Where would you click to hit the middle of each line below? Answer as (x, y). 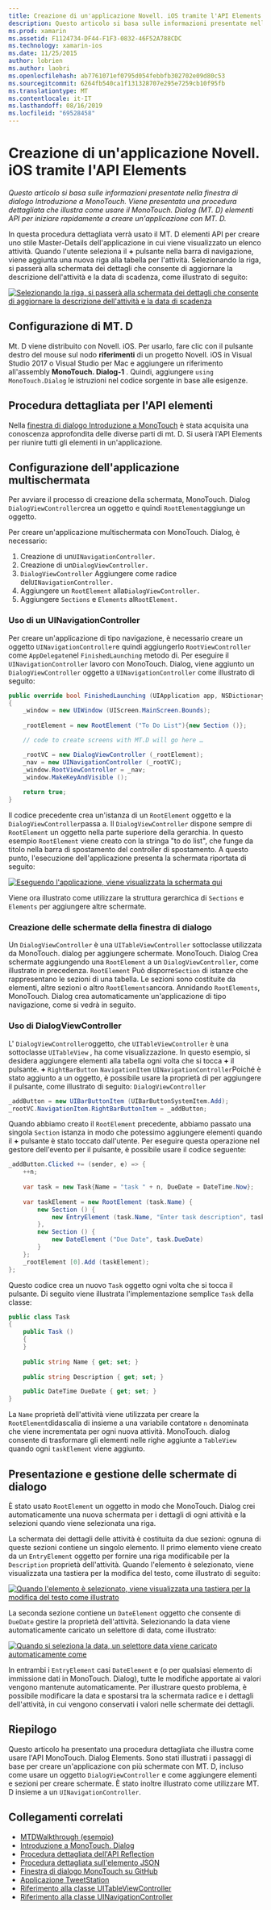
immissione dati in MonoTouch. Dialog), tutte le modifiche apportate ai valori (135, 1678)
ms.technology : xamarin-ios (56, 46)
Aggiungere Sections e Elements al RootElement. (99, 600)
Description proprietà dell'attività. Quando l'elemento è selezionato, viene (131, 1564)
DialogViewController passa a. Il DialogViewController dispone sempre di (130, 824)
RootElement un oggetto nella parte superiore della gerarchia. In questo (126, 833)
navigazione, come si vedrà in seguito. (72, 1005)
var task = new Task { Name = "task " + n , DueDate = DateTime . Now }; (139, 1187)
